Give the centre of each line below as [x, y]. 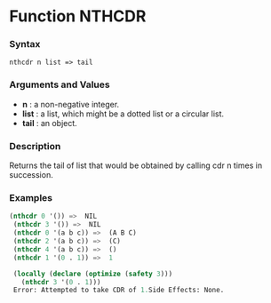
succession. [31, 175]
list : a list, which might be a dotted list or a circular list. [123, 114]
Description [35, 146]
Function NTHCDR [78, 16]
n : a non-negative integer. [71, 104]
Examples [31, 198]
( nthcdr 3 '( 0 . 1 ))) [61, 282]
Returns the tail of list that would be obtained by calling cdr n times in [136, 165]
